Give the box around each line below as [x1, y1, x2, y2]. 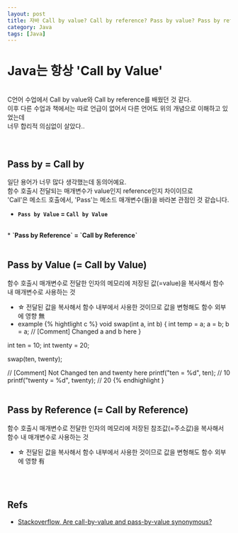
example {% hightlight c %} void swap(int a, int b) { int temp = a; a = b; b [17, 319, 229, 328]
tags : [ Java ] [7, 30, 46, 38]
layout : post [7, 10, 46, 18]
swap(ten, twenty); [7, 354, 62, 363]
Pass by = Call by [7, 158, 85, 170]
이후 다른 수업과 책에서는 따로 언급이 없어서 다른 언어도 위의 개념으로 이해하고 [7, 104, 221, 113]
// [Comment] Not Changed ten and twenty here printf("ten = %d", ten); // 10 [7, 368, 230, 377]
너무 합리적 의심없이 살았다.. [7, 122, 85, 131]
